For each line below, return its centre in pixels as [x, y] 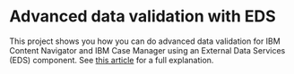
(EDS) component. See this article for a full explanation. [112, 60]
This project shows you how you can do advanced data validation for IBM [145, 41]
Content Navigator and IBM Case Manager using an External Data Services [147, 50]
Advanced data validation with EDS [143, 16]
